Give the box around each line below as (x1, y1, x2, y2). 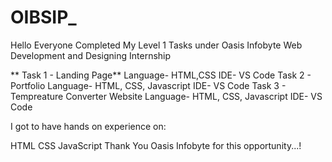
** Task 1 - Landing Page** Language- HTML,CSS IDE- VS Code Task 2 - (10, 69, 312, 81)
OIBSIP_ (10, 6, 77, 29)
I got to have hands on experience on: (10, 120, 167, 132)
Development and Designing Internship (10, 49, 172, 61)
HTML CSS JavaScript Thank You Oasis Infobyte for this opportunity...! (10, 139, 302, 151)
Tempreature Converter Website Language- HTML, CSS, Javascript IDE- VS (10, 90, 323, 102)
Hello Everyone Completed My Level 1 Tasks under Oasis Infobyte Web (10, 39, 303, 51)
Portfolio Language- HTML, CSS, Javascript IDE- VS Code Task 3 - (10, 79, 287, 91)
